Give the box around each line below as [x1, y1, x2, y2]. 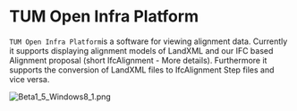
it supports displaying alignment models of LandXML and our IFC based [9, 45, 274, 55]
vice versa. [9, 73, 50, 84]
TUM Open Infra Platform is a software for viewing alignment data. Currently [9, 36, 288, 47]
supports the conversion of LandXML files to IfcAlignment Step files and [9, 64, 275, 75]
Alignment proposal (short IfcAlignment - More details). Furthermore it [9, 55, 267, 65]
